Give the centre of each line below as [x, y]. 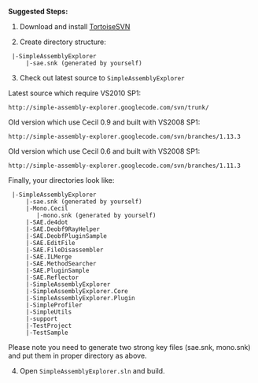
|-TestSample [47, 333]
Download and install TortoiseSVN [75, 26]
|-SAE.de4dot [47, 222]
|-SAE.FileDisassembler [64, 250]
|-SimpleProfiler [54, 305]
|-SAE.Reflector [52, 277]
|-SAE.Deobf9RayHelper [63, 229]
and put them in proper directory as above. [77, 355]
